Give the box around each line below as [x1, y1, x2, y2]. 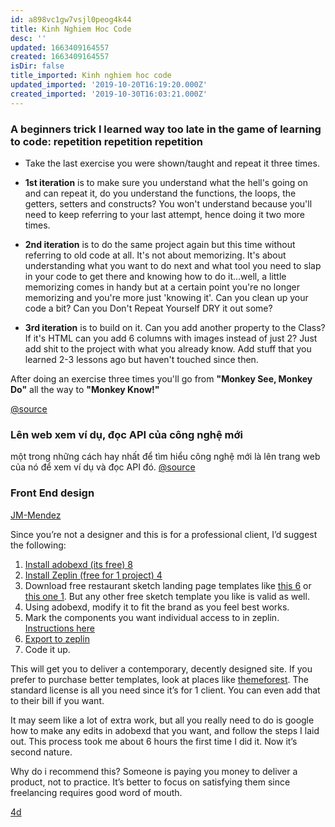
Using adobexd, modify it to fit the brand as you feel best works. [24, 601, 290, 613]
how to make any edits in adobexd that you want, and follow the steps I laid [10, 724, 320, 736]
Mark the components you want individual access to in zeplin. [24, 611, 280, 623]
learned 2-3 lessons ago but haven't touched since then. [24, 353, 259, 365]
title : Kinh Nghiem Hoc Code [10, 24, 132, 34]
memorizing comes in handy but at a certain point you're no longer [24, 281, 300, 293]
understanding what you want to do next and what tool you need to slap [24, 259, 322, 271]
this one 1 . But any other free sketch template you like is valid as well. [24, 590, 310, 602]
